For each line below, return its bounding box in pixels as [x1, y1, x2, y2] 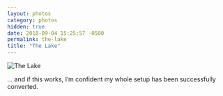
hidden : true [7, 23, 45, 30]
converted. [7, 83, 38, 90]
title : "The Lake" [7, 42, 61, 49]
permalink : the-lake [7, 36, 68, 43]
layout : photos [7, 10, 52, 17]
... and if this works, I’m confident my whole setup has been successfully [7, 75, 216, 83]
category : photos [7, 17, 58, 24]
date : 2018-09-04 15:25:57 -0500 [7, 29, 105, 37]
